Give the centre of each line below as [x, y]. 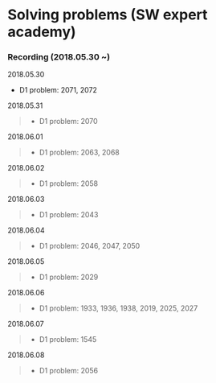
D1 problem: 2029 [69, 277]
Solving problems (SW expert [108, 15]
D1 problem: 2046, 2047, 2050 [90, 246]
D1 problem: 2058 [69, 183]
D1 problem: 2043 [69, 215]
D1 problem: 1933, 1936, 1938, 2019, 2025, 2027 [118, 308]
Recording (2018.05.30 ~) [59, 57]
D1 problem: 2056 [69, 371]
